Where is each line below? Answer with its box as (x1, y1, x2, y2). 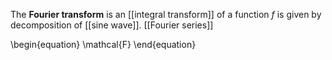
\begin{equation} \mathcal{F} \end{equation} (10, 39, 197, 50)
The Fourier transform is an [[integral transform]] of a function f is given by (10, 9, 322, 20)
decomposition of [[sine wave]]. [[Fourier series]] (10, 19, 214, 31)
